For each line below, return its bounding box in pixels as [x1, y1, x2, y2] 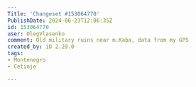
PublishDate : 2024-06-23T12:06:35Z [7, 17, 113, 24]
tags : [7, 50, 23, 57]
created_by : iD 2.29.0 [7, 43, 75, 50]
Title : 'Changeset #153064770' [7, 10, 100, 18]
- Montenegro [7, 57, 46, 64]
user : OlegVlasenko [7, 30, 65, 37]
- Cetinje [7, 63, 37, 70]
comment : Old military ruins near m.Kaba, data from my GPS [7, 37, 190, 44]
